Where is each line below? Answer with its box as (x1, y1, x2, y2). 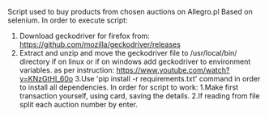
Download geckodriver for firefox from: (19, 31, 151, 40)
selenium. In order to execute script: (7, 15, 128, 25)
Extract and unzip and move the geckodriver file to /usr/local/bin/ (19, 48, 237, 57)
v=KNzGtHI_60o (19, 74, 74, 83)
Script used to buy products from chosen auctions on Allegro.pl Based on (7, 7, 253, 16)
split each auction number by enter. (19, 100, 139, 109)
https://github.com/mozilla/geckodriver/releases (19, 40, 181, 49)
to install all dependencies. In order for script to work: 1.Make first (19, 82, 239, 92)
